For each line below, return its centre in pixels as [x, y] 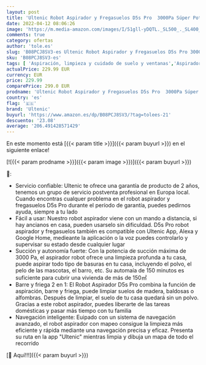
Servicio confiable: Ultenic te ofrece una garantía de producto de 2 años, [107, 186]
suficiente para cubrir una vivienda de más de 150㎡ [81, 278]
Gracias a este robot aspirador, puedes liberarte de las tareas [93, 304]
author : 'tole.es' [30, 47]
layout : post [23, 12]
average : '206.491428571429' [44, 126]
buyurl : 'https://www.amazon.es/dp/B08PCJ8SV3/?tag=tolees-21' [89, 115]
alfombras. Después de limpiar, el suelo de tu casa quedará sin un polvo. [107, 298]
